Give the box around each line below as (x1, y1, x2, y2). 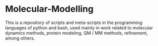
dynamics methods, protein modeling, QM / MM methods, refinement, (5, 30, 148, 36)
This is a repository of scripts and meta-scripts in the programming (5, 20, 143, 25)
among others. (5, 35, 35, 41)
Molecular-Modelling (5, 3, 94, 15)
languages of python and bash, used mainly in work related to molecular (5, 24, 153, 30)
